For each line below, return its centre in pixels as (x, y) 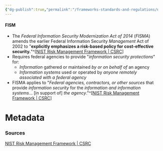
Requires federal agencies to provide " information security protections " (83, 57)
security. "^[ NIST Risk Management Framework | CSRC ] (68, 51)
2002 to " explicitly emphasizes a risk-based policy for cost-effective (83, 46)
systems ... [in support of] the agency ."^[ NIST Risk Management (76, 93)
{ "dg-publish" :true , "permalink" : (39, 9)
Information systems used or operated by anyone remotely (78, 72)
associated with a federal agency (53, 77)
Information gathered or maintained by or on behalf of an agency (84, 67)
